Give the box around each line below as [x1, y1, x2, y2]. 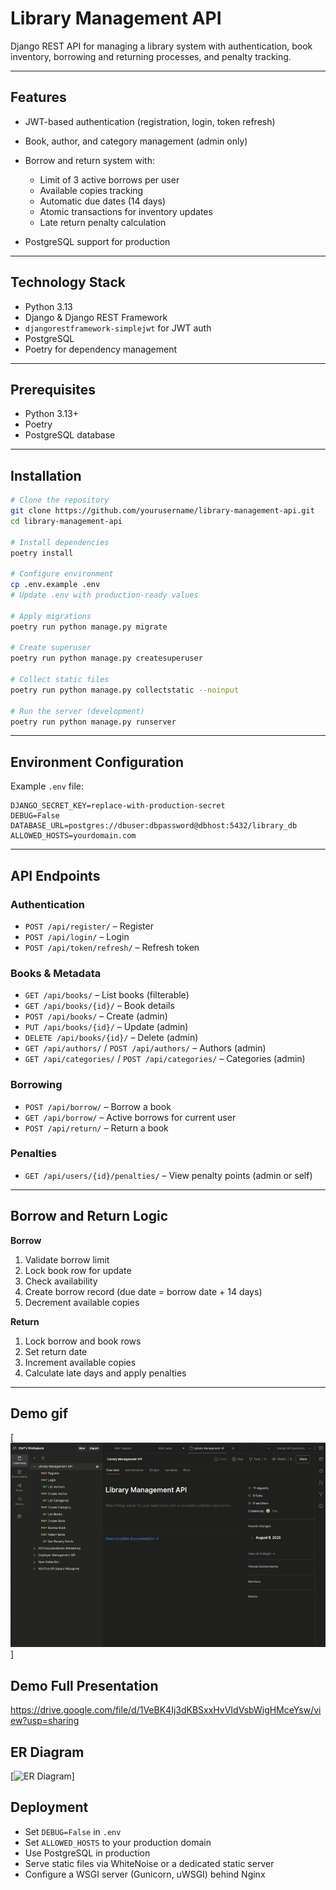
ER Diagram [10, 1743, 85, 1761]
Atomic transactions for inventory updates [39, 205, 213, 217]
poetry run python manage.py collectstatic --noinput [10, 685, 240, 695]
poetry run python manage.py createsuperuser [10, 653, 203, 664]
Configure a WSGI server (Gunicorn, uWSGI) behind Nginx [24, 1868, 266, 1880]
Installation [10, 467, 82, 484]
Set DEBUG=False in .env [24, 1825, 122, 1837]
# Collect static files [10, 675, 110, 685]
